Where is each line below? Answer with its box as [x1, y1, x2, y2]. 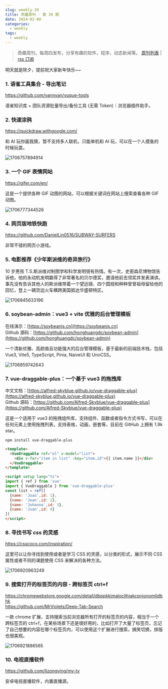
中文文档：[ [5, 387, 29, 393]
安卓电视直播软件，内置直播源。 [5, 678, 71, 684]
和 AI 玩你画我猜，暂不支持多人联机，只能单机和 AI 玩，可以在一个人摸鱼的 [5, 139, 159, 145]
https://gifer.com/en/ [5, 180, 48, 186]
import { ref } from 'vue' [5, 479, 61, 484]
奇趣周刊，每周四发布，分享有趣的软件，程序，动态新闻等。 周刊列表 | [17, 50, 162, 56]
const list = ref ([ [5, 488, 46, 493]
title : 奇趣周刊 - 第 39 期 [5, 12, 59, 17]
